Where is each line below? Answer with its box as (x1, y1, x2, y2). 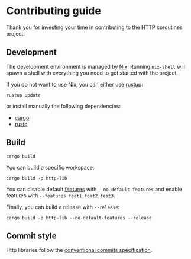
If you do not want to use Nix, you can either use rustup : (6, 81, 143, 88)
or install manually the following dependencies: (6, 103, 121, 110)
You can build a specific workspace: (6, 164, 95, 171)
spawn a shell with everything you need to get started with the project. (6, 69, 179, 76)
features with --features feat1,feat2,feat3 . (6, 191, 115, 199)
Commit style (6, 231, 57, 241)
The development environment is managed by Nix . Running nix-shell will (6, 63, 185, 70)
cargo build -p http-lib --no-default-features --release (6, 215, 152, 220)
